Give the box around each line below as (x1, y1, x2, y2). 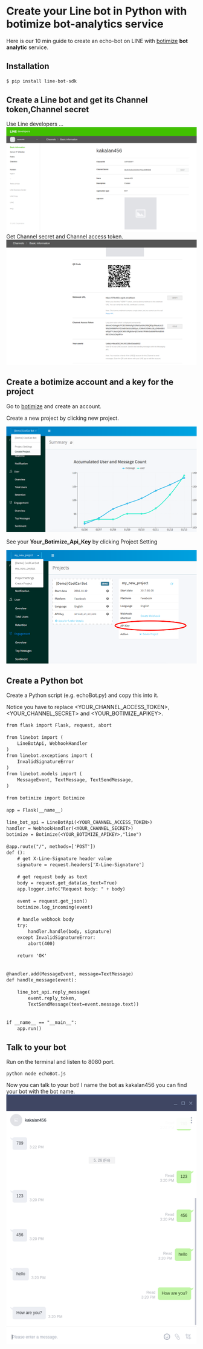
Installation (6, 61, 50, 72)
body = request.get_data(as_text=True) (17, 880, 118, 886)
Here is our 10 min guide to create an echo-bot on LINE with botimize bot (6, 37, 188, 44)
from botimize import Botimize (6, 795, 85, 801)
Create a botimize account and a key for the (6, 377, 174, 388)
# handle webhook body (17, 917, 74, 923)
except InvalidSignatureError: (17, 935, 96, 941)
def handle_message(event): (6, 977, 77, 983)
